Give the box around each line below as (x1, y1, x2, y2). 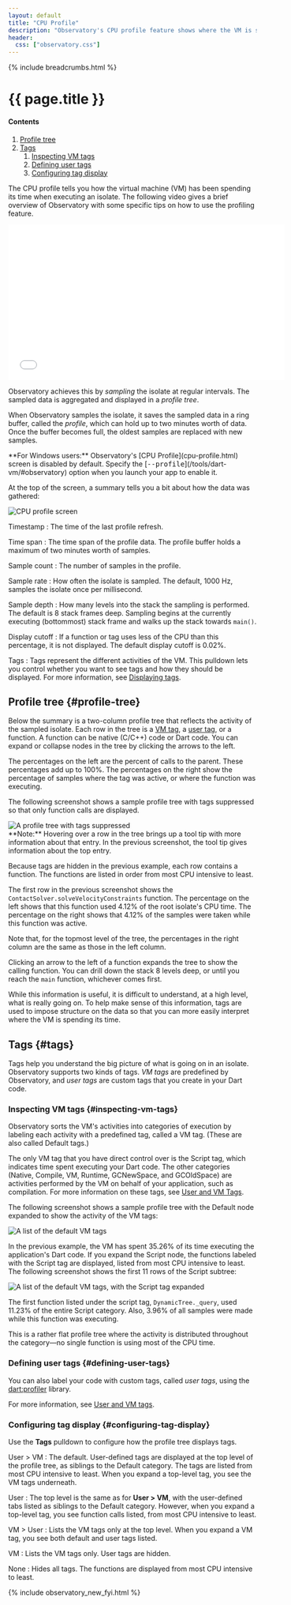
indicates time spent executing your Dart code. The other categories (8, 1162, 230, 1172)
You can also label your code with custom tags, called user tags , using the (8, 1376, 250, 1385)
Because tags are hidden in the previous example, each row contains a (8, 861, 238, 871)
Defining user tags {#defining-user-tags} (8, 1358, 170, 1369)
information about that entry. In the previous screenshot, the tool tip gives (8, 838, 248, 847)
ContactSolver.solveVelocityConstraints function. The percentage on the (8, 894, 250, 903)
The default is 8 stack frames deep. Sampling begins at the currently (8, 608, 231, 617)
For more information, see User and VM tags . (8, 1400, 155, 1409)
